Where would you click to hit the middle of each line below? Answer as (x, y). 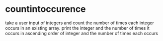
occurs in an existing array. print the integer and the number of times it (78, 28)
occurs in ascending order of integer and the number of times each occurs (81, 33)
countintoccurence (45, 9)
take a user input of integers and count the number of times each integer (80, 23)
